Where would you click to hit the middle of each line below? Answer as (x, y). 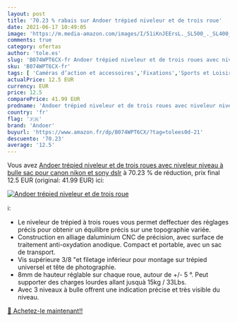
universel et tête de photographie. (67, 267)
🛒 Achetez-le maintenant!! (45, 311)
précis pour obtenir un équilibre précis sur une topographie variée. (114, 229)
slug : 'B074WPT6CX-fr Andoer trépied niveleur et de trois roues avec (113, 60)
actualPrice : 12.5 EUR (41, 79)
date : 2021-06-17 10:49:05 (47, 27)
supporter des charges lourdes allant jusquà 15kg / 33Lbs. (102, 282)
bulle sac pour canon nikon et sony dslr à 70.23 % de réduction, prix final (114, 173)
